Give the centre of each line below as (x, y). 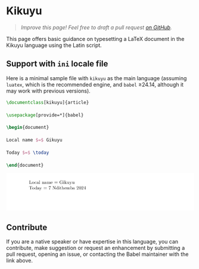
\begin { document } (28, 128)
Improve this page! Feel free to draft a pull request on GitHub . (96, 27)
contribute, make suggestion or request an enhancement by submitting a (96, 248)
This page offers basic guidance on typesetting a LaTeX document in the (95, 39)
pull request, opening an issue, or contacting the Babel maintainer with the (97, 254)
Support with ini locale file (57, 64)
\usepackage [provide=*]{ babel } (45, 115)
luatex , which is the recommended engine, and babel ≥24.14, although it (95, 84)
